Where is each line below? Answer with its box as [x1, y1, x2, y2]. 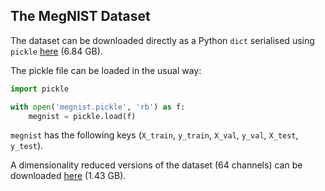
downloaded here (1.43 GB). [10, 170, 127, 182]
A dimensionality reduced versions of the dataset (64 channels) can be [10, 159, 303, 171]
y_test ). [10, 140, 44, 152]
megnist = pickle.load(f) [28, 111, 137, 121]
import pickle [10, 84, 70, 94]
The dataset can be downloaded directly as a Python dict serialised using [10, 34, 315, 46]
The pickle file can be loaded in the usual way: [10, 64, 202, 76]
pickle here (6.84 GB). [10, 45, 103, 57]
